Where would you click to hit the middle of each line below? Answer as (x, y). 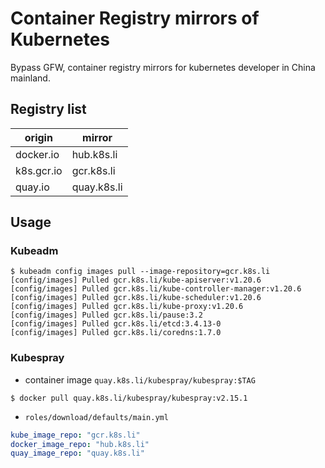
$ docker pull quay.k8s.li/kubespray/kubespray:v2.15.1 (129, 398)
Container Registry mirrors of (135, 18)
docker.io (37, 154)
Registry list (48, 109)
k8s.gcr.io (39, 170)
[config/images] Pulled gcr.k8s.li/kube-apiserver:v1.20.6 (136, 280)
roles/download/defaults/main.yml (96, 417)
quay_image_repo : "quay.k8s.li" (77, 453)
